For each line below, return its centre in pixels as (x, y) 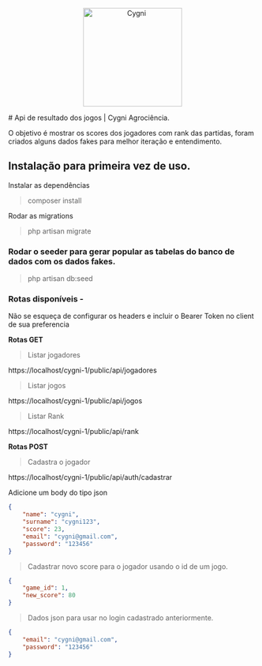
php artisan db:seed (60, 279)
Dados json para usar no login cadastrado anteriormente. (120, 618)
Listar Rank (46, 416)
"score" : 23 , (44, 529)
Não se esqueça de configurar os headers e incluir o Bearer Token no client (131, 316)
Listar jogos (47, 386)
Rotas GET (26, 340)
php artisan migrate (59, 231)
